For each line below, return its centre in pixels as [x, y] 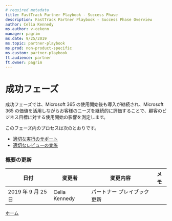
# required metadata [27, 10]
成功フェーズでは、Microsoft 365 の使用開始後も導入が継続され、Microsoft [84, 104]
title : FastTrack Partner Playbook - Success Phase [61, 15]
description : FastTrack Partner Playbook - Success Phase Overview [79, 19]
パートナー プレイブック [120, 192]
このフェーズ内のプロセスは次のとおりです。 [52, 128]
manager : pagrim [23, 34]
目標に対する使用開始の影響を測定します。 [63, 117]
